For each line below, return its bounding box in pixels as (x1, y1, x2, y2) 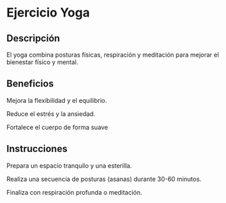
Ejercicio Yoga (6, 5, 91, 21)
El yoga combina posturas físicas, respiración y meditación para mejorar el (6, 50, 219, 59)
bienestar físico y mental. (6, 58, 79, 66)
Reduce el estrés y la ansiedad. (6, 109, 96, 118)
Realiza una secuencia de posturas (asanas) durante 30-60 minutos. (6, 175, 202, 183)
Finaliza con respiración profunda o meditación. (6, 188, 142, 196)
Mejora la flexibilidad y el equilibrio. (6, 96, 108, 104)
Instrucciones (6, 143, 68, 155)
